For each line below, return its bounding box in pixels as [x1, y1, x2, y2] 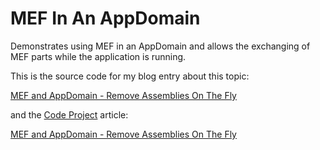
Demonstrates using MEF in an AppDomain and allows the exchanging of [10, 40, 311, 52]
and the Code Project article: [10, 108, 129, 121]
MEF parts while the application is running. [10, 50, 187, 62]
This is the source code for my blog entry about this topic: [10, 70, 250, 82]
